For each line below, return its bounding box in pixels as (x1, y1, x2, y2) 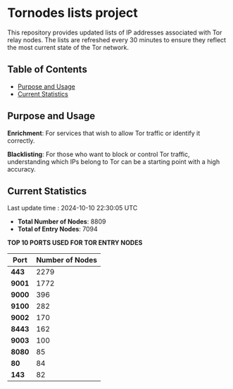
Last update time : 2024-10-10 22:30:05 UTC (7, 204, 138, 212)
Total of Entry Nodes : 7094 (17, 225, 99, 234)
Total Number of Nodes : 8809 (17, 217, 106, 226)
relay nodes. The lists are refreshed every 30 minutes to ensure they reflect (7, 35, 227, 44)
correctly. (7, 136, 35, 145)
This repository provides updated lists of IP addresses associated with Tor (7, 28, 222, 37)
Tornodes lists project (7, 5, 139, 21)
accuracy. (7, 165, 37, 173)
